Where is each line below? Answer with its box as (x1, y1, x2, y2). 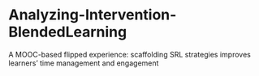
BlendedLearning (8, 23, 127, 41)
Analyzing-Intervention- (8, 6, 177, 24)
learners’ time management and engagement (8, 58, 159, 68)
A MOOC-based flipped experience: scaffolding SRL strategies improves (8, 49, 252, 59)
